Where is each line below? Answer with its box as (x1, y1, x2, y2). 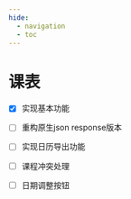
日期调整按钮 (21, 179, 70, 190)
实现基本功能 (21, 103, 70, 113)
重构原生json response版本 (21, 122, 123, 133)
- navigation (16, 22, 66, 31)
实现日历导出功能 (21, 141, 86, 152)
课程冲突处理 (21, 160, 70, 171)
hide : (8, 13, 29, 23)
